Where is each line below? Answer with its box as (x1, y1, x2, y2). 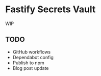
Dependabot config (12, 54, 54, 60)
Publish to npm (12, 60, 44, 66)
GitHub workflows (12, 48, 51, 55)
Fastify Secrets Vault (5, 4, 96, 15)
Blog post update (12, 65, 49, 71)
